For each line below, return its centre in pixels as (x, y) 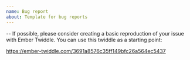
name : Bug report (27, 11)
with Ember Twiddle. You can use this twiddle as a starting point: (84, 40)
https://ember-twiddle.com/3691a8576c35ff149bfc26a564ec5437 (86, 51)
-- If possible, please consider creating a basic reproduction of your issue (95, 33)
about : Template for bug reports (47, 17)
